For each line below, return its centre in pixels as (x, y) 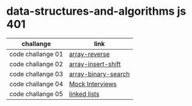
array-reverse (90, 54)
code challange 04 (36, 84)
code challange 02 (36, 64)
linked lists (84, 94)
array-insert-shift (95, 64)
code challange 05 (36, 94)
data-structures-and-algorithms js (96, 11)
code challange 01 (36, 54)
